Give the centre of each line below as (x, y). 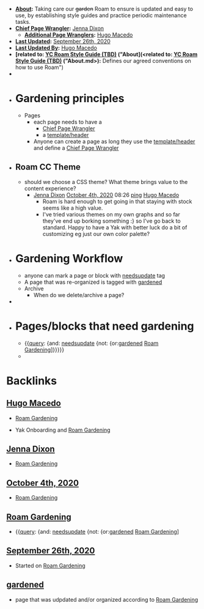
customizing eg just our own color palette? (96, 234)
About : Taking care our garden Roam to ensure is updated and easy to (104, 9)
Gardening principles (70, 99)
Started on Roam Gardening (50, 566)
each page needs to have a (67, 122)
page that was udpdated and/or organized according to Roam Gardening (107, 599)
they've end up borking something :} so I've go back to (112, 221)
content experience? (50, 188)
